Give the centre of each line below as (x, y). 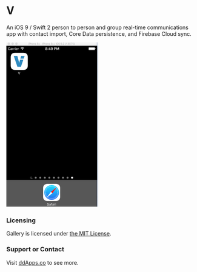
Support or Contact (35, 250)
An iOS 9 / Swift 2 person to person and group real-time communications (98, 27)
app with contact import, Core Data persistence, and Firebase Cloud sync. (99, 33)
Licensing (21, 220)
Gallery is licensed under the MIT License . (59, 234)
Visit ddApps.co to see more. (42, 262)
